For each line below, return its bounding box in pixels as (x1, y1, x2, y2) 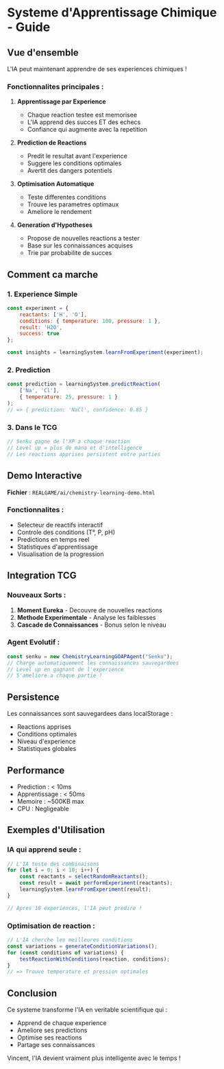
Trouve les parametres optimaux (27, 200, 119, 208)
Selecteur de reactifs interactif (16, 520, 103, 529)
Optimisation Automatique (16, 180, 95, 188)
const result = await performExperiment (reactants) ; (19, 880, 173, 887)
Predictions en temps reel (16, 535, 90, 543)
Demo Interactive (7, 470, 82, 481)
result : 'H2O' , (19, 324, 63, 331)
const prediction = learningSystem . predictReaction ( (7, 381, 161, 388)
